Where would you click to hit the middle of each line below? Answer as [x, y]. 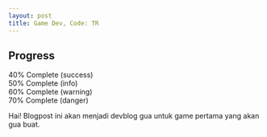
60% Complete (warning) [50, 92]
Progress [31, 56]
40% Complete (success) [51, 75]
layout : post [30, 16]
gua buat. [24, 124]
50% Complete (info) [43, 83]
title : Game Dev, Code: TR [54, 23]
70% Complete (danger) [48, 100]
